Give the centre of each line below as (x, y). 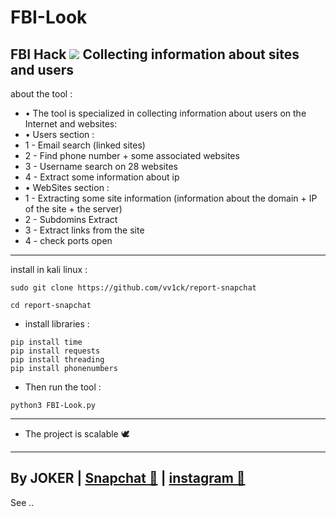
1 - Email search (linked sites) (85, 145)
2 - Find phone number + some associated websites (132, 155)
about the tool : (41, 94)
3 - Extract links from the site (84, 230)
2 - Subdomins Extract (71, 219)
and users (42, 69)
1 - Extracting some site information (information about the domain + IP (171, 198)
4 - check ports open (68, 240)
